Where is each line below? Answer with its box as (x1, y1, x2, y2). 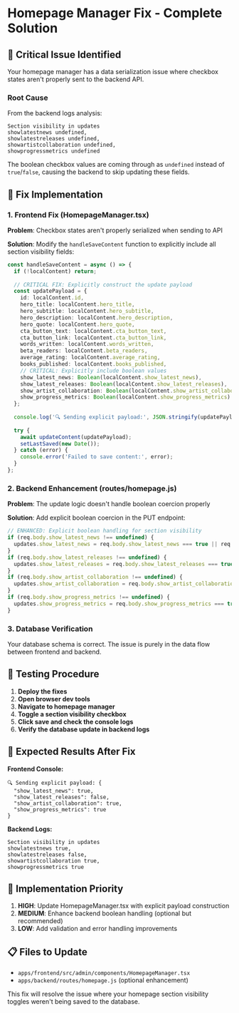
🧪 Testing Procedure (7, 668, 100, 680)
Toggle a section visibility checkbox (17, 709, 127, 718)
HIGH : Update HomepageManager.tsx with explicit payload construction (17, 902, 230, 910)
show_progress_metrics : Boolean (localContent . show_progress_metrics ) (20, 394, 231, 401)
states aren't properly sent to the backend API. (7, 75, 144, 83)
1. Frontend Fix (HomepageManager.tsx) (7, 210, 149, 220)
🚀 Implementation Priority (7, 883, 124, 895)
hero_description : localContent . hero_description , (20, 314, 174, 322)
